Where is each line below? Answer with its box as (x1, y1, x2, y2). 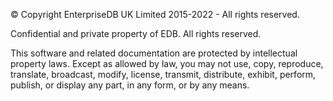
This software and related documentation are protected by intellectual (10, 47, 298, 59)
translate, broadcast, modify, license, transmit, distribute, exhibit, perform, (10, 69, 317, 80)
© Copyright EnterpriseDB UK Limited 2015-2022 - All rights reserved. (10, 9, 300, 20)
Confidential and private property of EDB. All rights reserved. (10, 28, 262, 39)
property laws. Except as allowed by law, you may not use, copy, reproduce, (10, 58, 324, 69)
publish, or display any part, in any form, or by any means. (10, 79, 250, 91)
